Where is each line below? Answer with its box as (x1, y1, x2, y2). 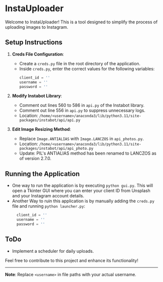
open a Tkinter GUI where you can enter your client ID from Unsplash (12, 188, 150, 194)
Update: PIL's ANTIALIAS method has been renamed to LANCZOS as (19, 150, 157, 156)
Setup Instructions (5, 38, 63, 47)
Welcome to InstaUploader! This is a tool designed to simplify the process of (5, 19, 158, 25)
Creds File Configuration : (12, 51, 64, 57)
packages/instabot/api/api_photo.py (19, 146, 94, 151)
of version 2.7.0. (19, 156, 52, 161)
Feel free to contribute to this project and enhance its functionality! (5, 257, 138, 263)
